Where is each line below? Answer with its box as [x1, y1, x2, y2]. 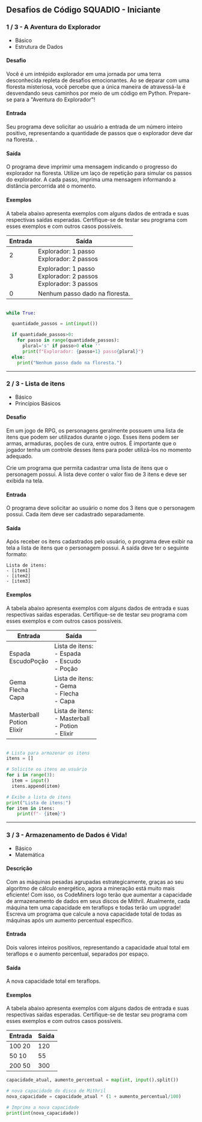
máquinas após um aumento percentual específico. [6, 916, 133, 924]
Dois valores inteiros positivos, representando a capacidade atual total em [6, 944, 190, 951]
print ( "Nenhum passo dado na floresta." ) [17, 360, 122, 366]
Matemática [14, 851, 45, 858]
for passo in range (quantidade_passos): [17, 337, 120, 343]
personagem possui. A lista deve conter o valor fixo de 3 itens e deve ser [6, 471, 188, 478]
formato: [6, 551, 28, 558]
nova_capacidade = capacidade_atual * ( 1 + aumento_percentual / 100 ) [6, 1094, 182, 1100]
